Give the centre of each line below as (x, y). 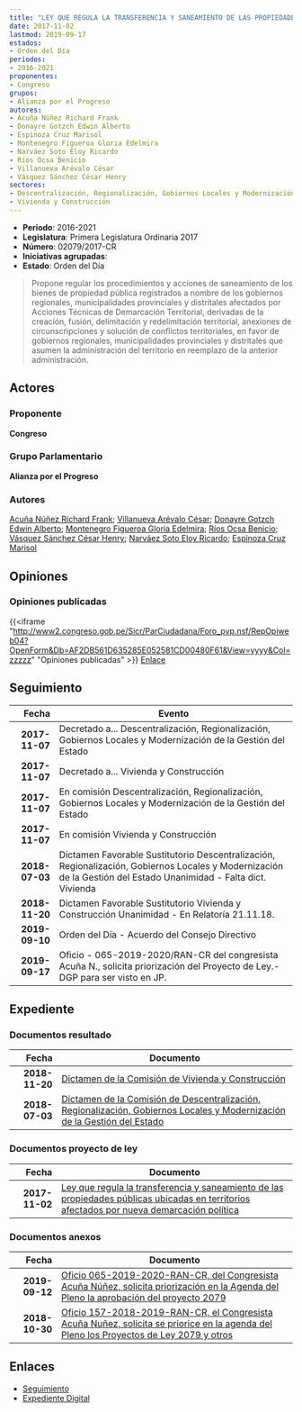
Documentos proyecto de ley (74, 1149)
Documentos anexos (55, 1236)
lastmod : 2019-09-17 (48, 34)
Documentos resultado (61, 1035)
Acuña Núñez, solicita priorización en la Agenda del (170, 1286)
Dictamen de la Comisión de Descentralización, (161, 1100)
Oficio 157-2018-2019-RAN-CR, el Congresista (167, 1312)
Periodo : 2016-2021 (59, 227)
